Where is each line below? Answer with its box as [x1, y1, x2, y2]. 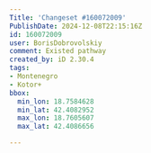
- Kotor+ [9, 80, 42, 89]
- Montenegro [9, 72, 58, 81]
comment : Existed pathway [9, 47, 106, 56]
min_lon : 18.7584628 [17, 96, 94, 106]
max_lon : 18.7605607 [17, 113, 94, 122]
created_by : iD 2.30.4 [9, 55, 94, 64]
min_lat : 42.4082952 [17, 105, 94, 114]
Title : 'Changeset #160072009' [9, 13, 127, 22]
